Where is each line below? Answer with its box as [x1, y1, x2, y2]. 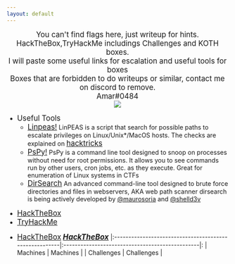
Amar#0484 [96, 91, 139, 101]
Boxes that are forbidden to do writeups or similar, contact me [10, 73, 225, 83]
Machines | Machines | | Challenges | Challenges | [16, 248, 163, 257]
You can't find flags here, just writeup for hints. [35, 30, 200, 39]
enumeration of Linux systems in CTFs [27, 170, 139, 180]
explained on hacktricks [27, 138, 103, 148]
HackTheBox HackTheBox [16, 232, 109, 241]
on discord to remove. [79, 82, 156, 92]
